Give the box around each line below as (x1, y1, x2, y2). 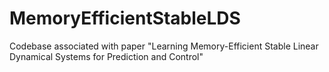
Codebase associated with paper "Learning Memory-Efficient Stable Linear (9, 40, 319, 52)
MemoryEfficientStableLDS (9, 7, 241, 30)
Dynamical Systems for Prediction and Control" (9, 50, 204, 62)
